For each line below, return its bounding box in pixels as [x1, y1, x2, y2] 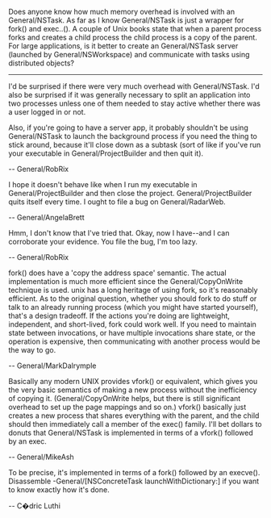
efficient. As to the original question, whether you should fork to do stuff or [8, 294, 257, 303]
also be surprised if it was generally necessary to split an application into [8, 90, 251, 99]
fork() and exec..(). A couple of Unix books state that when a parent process [8, 24, 262, 33]
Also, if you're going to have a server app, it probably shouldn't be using [8, 123, 248, 132]
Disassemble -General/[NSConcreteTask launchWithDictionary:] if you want [8, 476, 260, 486]
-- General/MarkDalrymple [8, 361, 97, 370]
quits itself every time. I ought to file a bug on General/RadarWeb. [8, 197, 226, 207]
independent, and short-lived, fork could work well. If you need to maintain [8, 320, 256, 329]
